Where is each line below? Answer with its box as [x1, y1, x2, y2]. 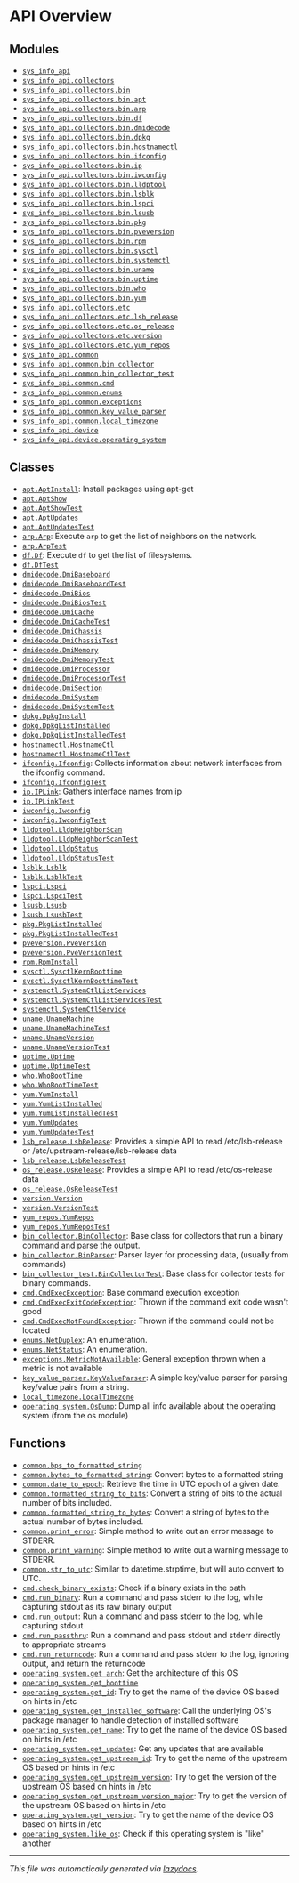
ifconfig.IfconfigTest [21, 778, 107, 787]
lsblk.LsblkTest [21, 872, 83, 882]
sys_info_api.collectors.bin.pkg [21, 218, 147, 227]
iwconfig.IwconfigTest [21, 816, 107, 825]
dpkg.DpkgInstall [21, 712, 87, 721]
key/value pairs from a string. [21, 1381, 130, 1392]
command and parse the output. [21, 1240, 141, 1250]
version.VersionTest [21, 1203, 99, 1212]
